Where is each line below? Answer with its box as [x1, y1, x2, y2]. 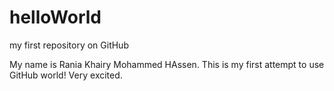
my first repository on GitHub [9, 39, 129, 51]
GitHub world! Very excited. [9, 69, 123, 81]
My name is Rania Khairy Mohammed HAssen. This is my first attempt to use [9, 58, 325, 70]
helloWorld [9, 6, 102, 29]
